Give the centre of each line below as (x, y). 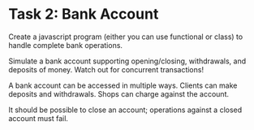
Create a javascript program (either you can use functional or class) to (126, 37)
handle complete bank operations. (66, 45)
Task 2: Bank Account (84, 14)
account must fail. (39, 118)
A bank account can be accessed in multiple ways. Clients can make (123, 85)
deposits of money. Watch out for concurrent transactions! (106, 69)
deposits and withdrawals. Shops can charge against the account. (119, 93)
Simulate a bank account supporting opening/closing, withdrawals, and (127, 61)
